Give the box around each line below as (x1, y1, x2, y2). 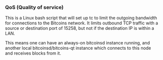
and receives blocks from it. (5, 50, 61, 56)
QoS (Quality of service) (5, 4, 64, 11)
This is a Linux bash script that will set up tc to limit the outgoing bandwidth (5, 15, 158, 21)
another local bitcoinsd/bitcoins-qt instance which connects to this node (5, 45, 151, 51)
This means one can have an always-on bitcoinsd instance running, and (5, 40, 150, 46)
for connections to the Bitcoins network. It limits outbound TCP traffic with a (5, 20, 158, 26)
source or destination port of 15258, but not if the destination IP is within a (5, 25, 154, 31)
